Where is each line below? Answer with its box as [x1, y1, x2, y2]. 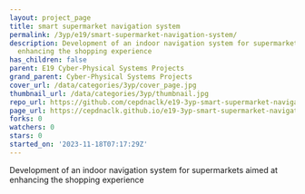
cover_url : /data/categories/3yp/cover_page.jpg [9, 81, 197, 90]
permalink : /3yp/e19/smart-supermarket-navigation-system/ [9, 30, 238, 39]
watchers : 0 [9, 123, 54, 132]
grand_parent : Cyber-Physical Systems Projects [9, 73, 193, 82]
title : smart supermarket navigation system [9, 22, 181, 31]
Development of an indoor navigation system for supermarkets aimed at [9, 164, 279, 175]
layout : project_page [9, 13, 92, 23]
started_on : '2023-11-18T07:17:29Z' [9, 140, 148, 149]
